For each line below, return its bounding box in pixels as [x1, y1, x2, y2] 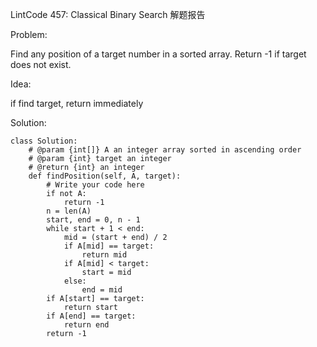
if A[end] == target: [46, 311, 137, 321]
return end [63, 320, 110, 330]
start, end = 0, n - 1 [46, 215, 141, 225]
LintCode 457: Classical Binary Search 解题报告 [10, 9, 206, 20]
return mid [81, 250, 128, 260]
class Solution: [10, 136, 78, 146]
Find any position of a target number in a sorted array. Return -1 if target [10, 48, 307, 60]
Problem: [10, 29, 48, 40]
